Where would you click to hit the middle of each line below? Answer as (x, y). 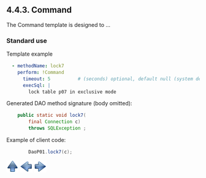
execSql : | (36, 85)
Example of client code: (36, 140)
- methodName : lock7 (38, 66)
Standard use (27, 40)
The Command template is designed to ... (59, 24)
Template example (30, 54)
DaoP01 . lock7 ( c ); (50, 152)
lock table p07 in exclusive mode (72, 92)
